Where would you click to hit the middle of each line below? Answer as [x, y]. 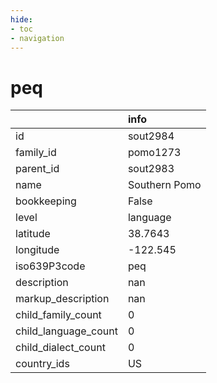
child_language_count [66, 331]
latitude [33, 234]
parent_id [37, 169]
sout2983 [151, 169]
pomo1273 [154, 153]
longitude [37, 250]
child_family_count [58, 315]
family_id [36, 153]
